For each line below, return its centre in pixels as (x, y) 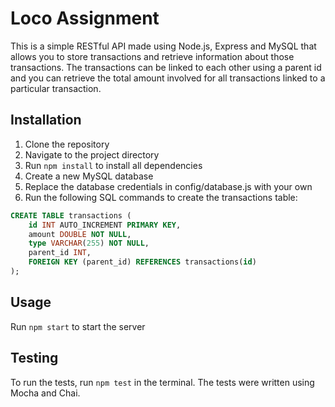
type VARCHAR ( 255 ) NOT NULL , (89, 243)
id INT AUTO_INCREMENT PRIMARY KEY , (105, 225)
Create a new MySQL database (89, 176)
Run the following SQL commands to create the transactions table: (161, 197)
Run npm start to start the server (78, 326)
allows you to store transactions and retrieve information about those (152, 56)
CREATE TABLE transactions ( (71, 215)
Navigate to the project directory (92, 154)
